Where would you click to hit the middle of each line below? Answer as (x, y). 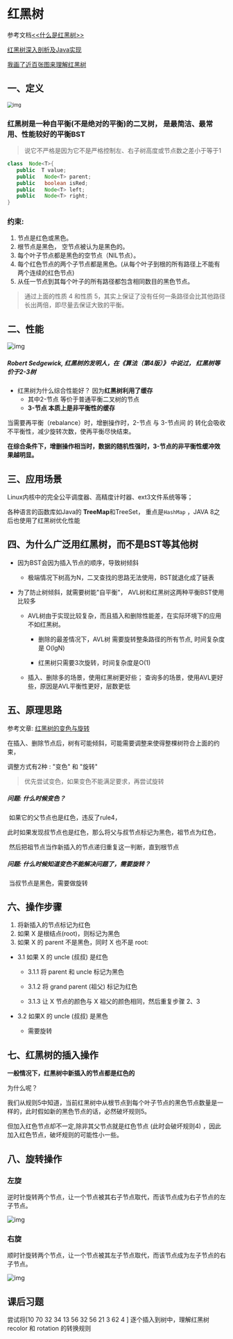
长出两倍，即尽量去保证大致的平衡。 (76, 305)
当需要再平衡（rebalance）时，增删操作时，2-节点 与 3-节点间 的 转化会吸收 (116, 423)
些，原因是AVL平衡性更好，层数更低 (79, 686)
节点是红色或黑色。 (45, 238)
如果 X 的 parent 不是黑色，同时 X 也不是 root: (83, 943)
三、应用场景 (35, 479)
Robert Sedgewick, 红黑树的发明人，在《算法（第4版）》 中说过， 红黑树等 (114, 363)
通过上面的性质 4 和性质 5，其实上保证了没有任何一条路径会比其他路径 (124, 296)
